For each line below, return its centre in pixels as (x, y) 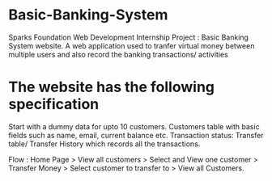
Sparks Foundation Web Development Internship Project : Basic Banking (129, 37)
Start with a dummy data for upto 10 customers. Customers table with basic (134, 126)
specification (54, 105)
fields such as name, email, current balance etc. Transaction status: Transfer (136, 135)
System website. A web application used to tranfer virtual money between (132, 45)
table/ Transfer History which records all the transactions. (104, 144)
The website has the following (111, 87)
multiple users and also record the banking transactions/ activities (118, 54)
